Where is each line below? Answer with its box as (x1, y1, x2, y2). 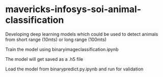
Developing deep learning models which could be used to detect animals (5, 31, 158, 37)
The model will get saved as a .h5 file (5, 56, 83, 62)
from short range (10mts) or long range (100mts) (5, 36, 107, 43)
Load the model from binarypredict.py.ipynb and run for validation (5, 66, 144, 72)
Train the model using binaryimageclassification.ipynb (5, 46, 119, 52)
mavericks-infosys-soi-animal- (5, 4, 142, 15)
